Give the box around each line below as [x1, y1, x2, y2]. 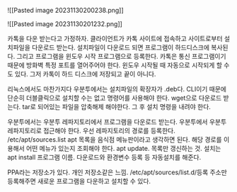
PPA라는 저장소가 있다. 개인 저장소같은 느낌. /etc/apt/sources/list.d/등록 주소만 [7, 168, 228, 176]
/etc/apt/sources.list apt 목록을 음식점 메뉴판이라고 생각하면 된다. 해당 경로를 [7, 135, 222, 144]
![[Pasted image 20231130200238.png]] [7, 6, 124, 14]
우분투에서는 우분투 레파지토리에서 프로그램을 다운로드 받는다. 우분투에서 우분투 [7, 118, 227, 126]
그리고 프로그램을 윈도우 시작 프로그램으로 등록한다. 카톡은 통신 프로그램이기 [16, 52, 226, 60]
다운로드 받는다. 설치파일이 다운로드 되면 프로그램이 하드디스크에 [31, 43, 210, 52]
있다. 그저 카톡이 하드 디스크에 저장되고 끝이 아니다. [14, 70, 156, 78]
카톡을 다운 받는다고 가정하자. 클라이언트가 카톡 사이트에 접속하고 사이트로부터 [7, 35, 223, 43]
